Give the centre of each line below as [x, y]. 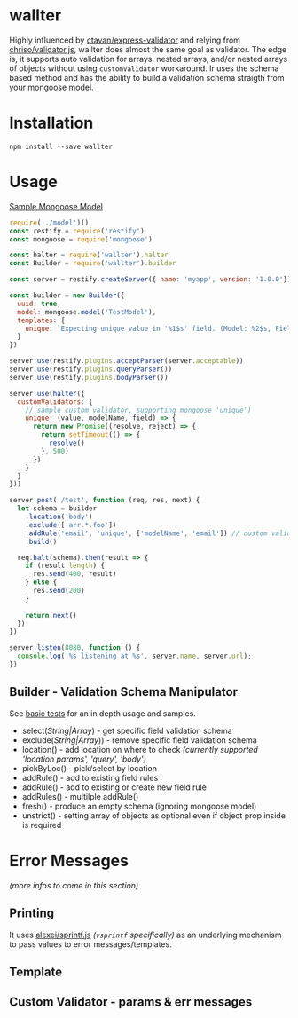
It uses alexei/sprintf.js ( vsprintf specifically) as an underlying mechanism [145, 935]
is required [42, 825]
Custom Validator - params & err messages [131, 1002]
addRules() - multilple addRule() [80, 796]
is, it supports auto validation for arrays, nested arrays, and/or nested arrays [149, 59]
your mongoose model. [52, 87]
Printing [32, 914]
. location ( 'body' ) [59, 517]
